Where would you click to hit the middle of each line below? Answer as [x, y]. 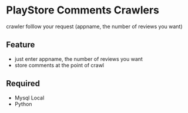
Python [23, 104]
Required [23, 83]
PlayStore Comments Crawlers [83, 10]
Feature [21, 45]
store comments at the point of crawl [59, 65]
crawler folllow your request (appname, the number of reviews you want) [95, 26]
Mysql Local [29, 98]
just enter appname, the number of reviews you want [78, 59]
